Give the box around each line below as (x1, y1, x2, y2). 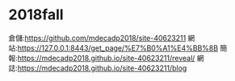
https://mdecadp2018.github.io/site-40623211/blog (17, 63, 187, 73)
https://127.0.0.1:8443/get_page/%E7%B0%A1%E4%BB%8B (17, 43, 219, 53)
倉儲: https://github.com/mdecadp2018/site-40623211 (8, 33, 187, 43)
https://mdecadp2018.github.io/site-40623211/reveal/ (17, 53, 195, 63)
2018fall (8, 6, 64, 24)
